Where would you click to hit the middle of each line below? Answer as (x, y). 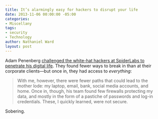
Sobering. (15, 111)
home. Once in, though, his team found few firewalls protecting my (85, 91)
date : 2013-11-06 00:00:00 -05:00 (41, 14)
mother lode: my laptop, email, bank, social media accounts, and (83, 86)
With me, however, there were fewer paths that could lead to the (82, 80)
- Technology (19, 38)
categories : (17, 19)
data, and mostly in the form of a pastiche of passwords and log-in (85, 96)
